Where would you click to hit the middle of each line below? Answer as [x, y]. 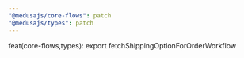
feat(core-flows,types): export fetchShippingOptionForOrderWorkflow [122, 45]
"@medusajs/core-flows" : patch [60, 15]
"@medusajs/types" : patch [51, 23]
